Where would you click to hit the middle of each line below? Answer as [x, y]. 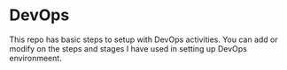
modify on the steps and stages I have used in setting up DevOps [128, 48]
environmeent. [35, 58]
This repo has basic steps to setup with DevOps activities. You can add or [144, 39]
